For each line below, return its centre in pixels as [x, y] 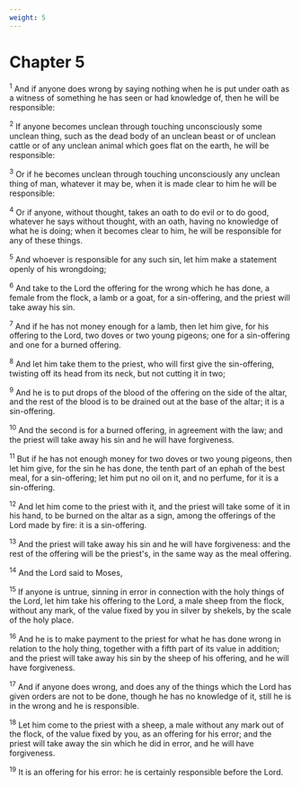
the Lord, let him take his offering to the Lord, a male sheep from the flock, [147, 601]
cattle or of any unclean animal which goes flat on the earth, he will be [139, 146]
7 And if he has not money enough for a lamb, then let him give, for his [139, 325]
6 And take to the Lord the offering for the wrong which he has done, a [140, 287]
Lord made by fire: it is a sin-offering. [78, 525]
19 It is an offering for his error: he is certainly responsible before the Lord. [146, 772]
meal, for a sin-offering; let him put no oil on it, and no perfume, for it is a [144, 478]
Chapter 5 [47, 62]
